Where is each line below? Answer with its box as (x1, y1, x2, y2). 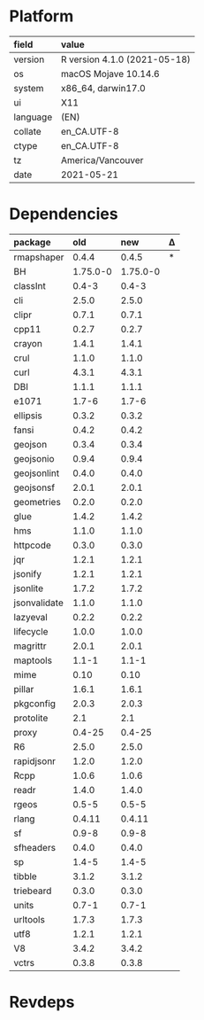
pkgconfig (13, 697, 56, 710)
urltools (13, 913, 46, 925)
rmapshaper (13, 251, 64, 263)
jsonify (13, 567, 42, 580)
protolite (13, 712, 49, 724)
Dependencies (9, 204, 118, 224)
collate (13, 125, 42, 137)
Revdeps (9, 993, 75, 1012)
